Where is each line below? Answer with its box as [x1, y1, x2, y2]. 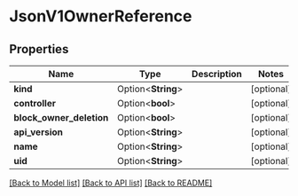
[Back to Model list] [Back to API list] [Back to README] [9, 177, 213, 188]
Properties [9, 42, 69, 57]
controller [13, 98, 56, 109]
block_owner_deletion [13, 112, 109, 123]
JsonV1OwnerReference [9, 6, 192, 27]
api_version [13, 126, 64, 138]
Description [192, 68, 242, 80]
